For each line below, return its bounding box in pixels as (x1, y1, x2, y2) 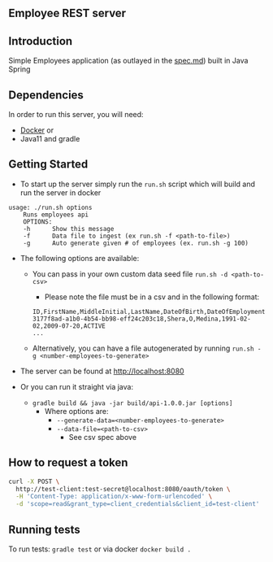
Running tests (8, 522, 81, 536)
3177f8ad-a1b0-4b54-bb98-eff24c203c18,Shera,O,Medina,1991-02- (32, 315, 252, 323)
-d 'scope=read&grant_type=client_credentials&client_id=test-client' (15, 500, 260, 508)
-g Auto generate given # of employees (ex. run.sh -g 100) (23, 239, 249, 247)
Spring (8, 64, 31, 74)
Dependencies (8, 88, 84, 102)
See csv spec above (68, 432, 136, 442)
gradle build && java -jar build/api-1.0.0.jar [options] (32, 399, 233, 407)
